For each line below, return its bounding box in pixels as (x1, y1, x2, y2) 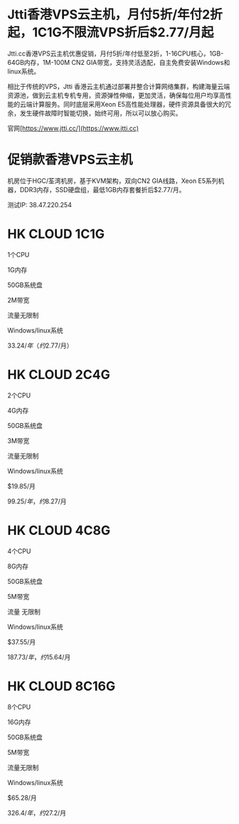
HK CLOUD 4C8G (7, 522, 111, 538)
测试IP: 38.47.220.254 (7, 200, 73, 209)
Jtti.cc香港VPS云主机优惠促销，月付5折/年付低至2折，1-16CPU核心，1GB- (7, 49, 224, 58)
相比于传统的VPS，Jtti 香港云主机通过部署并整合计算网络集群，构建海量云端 (7, 82, 230, 90)
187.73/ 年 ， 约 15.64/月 (7, 652, 71, 661)
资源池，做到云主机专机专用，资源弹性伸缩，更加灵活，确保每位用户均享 (7, 90, 219, 100)
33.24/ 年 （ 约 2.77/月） (7, 341, 73, 350)
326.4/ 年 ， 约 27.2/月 (7, 808, 66, 817)
